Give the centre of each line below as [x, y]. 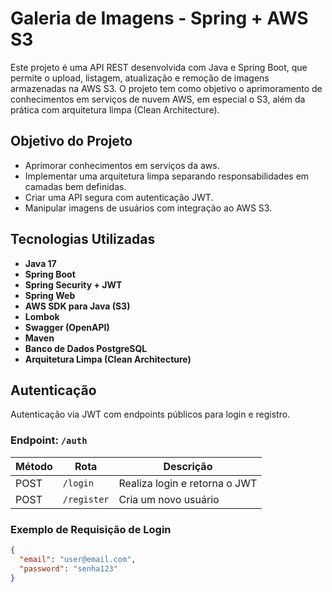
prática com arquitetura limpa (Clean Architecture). [115, 109]
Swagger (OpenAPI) [67, 327]
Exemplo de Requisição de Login [91, 529]
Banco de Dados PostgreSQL [86, 348]
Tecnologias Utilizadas [83, 239]
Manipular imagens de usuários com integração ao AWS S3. [148, 208]
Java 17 [40, 263]
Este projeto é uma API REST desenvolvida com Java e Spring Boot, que [159, 67]
